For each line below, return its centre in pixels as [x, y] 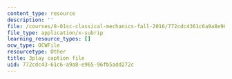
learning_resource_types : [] [49, 39]
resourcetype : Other [37, 52]
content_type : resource [41, 13]
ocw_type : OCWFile [33, 45]
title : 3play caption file [46, 58]
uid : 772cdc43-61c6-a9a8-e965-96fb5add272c [71, 65]
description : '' [30, 20]
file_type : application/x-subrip [55, 33]
